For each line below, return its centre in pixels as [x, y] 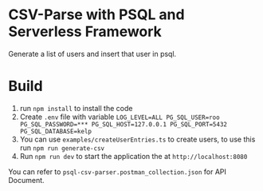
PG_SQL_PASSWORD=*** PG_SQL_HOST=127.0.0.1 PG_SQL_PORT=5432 [124, 124]
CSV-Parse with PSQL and [96, 15]
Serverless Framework [85, 32]
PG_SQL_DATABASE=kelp [55, 131]
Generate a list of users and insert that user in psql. [92, 54]
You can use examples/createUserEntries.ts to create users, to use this [137, 139]
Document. [27, 180]
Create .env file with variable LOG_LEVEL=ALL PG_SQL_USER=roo [120, 117]
